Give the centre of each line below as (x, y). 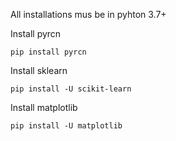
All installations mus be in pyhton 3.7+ (88, 14)
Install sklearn (39, 70)
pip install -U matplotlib (66, 126)
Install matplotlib (44, 107)
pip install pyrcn (48, 52)
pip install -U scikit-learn (71, 89)
